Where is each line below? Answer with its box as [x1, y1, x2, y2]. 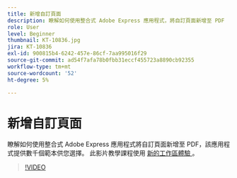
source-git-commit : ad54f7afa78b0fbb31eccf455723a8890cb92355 [7, 57, 195, 64]
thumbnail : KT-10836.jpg [7, 37, 81, 44]
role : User [7, 23, 40, 30]
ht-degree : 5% [7, 76, 50, 84]
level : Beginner [7, 30, 55, 38]
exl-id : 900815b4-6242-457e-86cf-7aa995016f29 [7, 50, 147, 57]
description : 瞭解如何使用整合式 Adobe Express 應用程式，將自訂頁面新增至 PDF [7, 17, 225, 24]
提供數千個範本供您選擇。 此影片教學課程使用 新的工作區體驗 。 [13, 149, 199, 157]
